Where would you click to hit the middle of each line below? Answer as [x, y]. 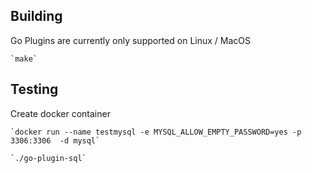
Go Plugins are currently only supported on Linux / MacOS [131, 40]
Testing [34, 89]
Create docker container [60, 113]
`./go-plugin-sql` [48, 158]
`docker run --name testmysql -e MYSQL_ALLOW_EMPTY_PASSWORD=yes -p [156, 132]
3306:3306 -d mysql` [55, 140]
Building [36, 16]
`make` [24, 59]
